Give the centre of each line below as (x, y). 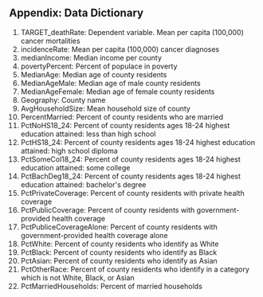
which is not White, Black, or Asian (77, 277)
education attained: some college (75, 167)
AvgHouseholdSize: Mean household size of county (105, 108)
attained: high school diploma (69, 150)
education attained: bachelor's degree (83, 184)
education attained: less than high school (88, 134)
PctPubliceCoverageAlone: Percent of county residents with (119, 227)
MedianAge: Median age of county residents (94, 74)
